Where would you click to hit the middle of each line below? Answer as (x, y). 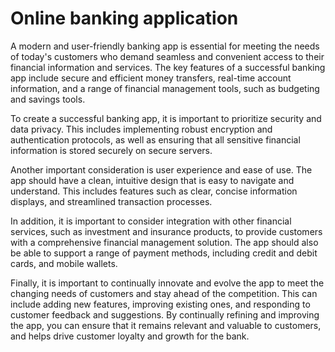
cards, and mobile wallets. (64, 263)
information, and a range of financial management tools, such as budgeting (165, 88)
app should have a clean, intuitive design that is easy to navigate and (152, 180)
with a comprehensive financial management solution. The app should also (164, 242)
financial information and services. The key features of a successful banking (168, 67)
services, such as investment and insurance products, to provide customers (166, 231)
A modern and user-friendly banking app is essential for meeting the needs (165, 46)
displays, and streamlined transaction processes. (111, 201)
